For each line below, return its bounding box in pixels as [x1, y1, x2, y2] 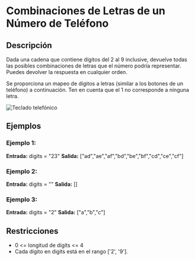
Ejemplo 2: [6, 167, 37, 175]
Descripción [6, 40, 52, 50]
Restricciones [6, 226, 59, 236]
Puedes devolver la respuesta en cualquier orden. [6, 69, 127, 75]
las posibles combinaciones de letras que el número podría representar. [6, 62, 181, 69]
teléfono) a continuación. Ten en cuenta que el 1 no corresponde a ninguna [6, 86, 190, 93]
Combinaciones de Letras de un [6, 4, 166, 18]
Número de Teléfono [6, 17, 109, 30]
